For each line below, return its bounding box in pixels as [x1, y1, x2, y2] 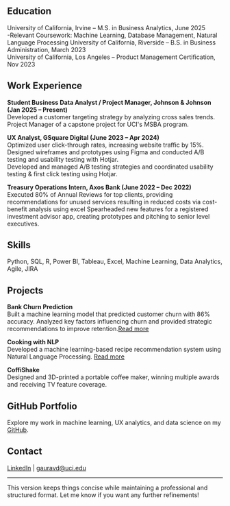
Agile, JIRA [7, 265, 38, 273]
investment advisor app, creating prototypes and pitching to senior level [7, 212, 210, 220]
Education [7, 5, 52, 17]
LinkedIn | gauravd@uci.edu [7, 463, 87, 472]
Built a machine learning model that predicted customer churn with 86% [7, 310, 211, 318]
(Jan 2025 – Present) [7, 106, 68, 114]
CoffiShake [7, 366, 40, 374]
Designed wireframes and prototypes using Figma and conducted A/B [7, 147, 205, 156]
